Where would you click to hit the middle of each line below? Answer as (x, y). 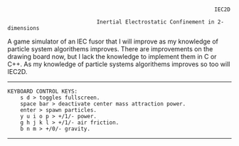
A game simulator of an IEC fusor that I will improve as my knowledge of (113, 41)
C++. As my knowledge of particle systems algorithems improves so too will (119, 64)
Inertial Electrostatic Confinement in (155, 22)
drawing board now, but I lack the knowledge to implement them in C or (112, 57)
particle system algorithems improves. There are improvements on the (110, 49)
